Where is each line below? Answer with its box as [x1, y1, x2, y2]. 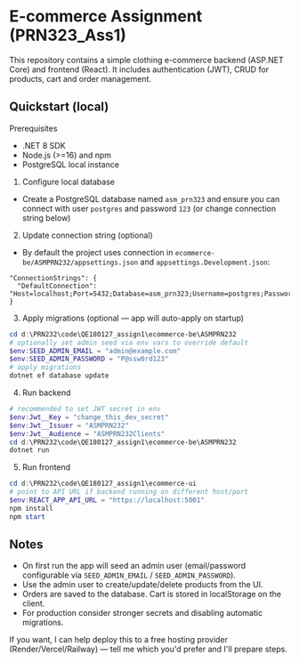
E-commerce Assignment [9, 6, 203, 27]
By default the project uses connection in [21, 247, 174, 257]
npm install [9, 504, 53, 513]
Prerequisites [9, 123, 58, 133]
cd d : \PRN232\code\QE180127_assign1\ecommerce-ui [9, 479, 198, 489]
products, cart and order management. [9, 73, 151, 84]
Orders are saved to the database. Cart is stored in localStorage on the [21, 589, 282, 600]
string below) [21, 212, 71, 223]
